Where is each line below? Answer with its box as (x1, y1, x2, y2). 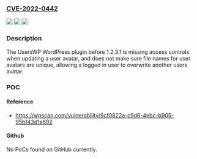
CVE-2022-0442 (6, 4, 58, 13)
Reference (6, 98, 34, 105)
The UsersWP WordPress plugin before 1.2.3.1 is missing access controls (6, 48, 190, 56)
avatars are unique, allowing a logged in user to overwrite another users (6, 61, 188, 68)
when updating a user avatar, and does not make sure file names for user (6, 54, 191, 62)
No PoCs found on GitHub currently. (6, 146, 97, 153)
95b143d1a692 (15, 118, 53, 125)
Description (6, 34, 42, 43)
